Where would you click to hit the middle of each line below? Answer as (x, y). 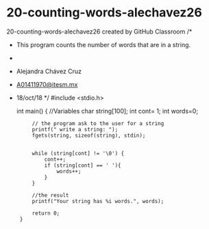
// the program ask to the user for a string (98, 123)
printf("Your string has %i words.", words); (98, 201)
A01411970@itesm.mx (47, 84)
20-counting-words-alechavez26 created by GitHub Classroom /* (99, 31)
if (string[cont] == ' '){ (83, 165)
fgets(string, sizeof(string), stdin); (89, 135)
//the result (50, 195)
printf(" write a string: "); (75, 129)
